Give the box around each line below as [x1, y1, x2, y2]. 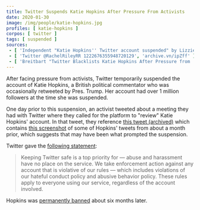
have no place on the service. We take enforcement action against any [20, 160, 194, 167]
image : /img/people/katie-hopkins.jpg [6, 20, 102, 26]
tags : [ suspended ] [6, 36, 58, 42]
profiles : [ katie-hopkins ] [6, 25, 79, 32]
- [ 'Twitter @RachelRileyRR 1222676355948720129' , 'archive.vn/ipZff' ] [8, 53, 196, 59]
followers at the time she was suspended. [6, 93, 108, 101]
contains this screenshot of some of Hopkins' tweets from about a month [6, 124, 186, 131]
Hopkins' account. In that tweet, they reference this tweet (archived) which [6, 118, 190, 125]
